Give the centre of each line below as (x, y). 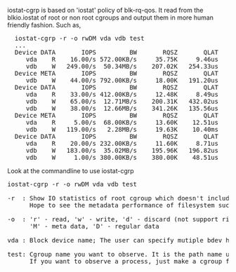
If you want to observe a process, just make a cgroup (126, 261)
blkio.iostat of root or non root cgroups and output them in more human (111, 18)
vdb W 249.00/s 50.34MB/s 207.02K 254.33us (122, 66)
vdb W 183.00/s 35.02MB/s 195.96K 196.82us (122, 150)
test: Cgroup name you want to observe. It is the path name (115, 254)
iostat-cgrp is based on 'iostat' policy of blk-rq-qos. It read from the (105, 10)
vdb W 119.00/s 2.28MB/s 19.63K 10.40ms (122, 129)
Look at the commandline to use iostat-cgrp (71, 171)
